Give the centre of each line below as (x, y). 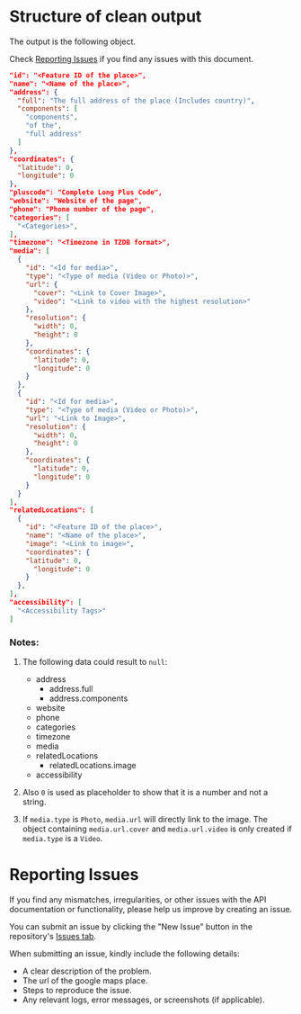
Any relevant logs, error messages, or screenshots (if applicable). (143, 1000)
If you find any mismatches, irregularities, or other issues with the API (138, 899)
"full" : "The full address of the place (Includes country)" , (136, 101)
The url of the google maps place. (85, 980)
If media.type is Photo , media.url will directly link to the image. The (145, 819)
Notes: (24, 642)
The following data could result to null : (95, 661)
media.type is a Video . (62, 838)
